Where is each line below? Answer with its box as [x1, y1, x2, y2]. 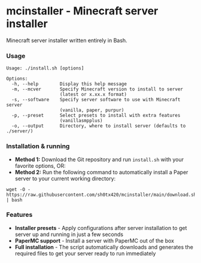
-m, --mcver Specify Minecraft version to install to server [11, 86, 184, 92]
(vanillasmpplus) [59, 118, 103, 124]
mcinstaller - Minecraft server [6, 4, 159, 18]
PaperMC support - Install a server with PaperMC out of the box [14, 237, 175, 244]
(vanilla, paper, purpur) [59, 107, 124, 113]
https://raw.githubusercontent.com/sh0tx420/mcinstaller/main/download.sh [6, 192, 197, 198]
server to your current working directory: [14, 175, 116, 182]
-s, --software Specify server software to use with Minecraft [11, 97, 181, 103]
